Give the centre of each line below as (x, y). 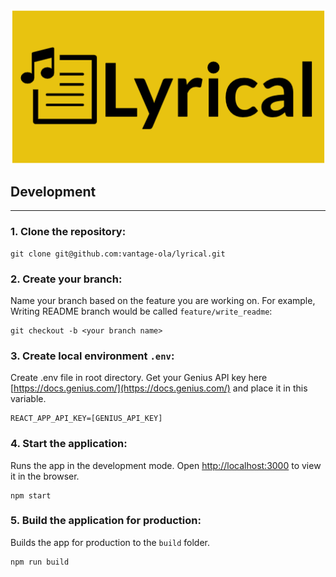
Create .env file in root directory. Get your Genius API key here (139, 378)
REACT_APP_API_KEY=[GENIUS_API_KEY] (86, 419)
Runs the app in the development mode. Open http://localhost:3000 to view (166, 465)
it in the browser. (45, 476)
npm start (31, 495)
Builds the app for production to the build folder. (110, 542)
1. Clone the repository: (68, 232)
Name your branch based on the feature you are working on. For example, (163, 300)
